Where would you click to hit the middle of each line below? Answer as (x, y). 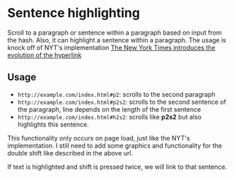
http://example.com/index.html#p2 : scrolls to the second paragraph (116, 94)
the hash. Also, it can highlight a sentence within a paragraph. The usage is (117, 40)
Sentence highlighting (74, 13)
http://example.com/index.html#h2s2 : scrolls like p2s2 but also (110, 117)
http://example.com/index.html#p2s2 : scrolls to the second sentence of (122, 102)
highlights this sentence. (53, 124)
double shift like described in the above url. (70, 153)
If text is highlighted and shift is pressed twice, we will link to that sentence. (117, 167)
